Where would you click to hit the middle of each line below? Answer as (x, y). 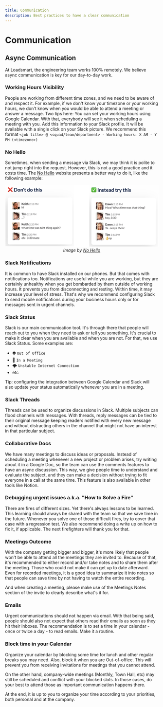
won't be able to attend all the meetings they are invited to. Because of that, (81, 558)
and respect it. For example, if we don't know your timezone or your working (81, 103)
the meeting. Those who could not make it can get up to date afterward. (77, 568)
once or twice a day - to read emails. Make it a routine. (60, 631)
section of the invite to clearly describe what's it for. (57, 593)
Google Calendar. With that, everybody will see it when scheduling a (73, 119)
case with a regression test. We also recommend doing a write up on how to (81, 524)
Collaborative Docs (28, 444)
